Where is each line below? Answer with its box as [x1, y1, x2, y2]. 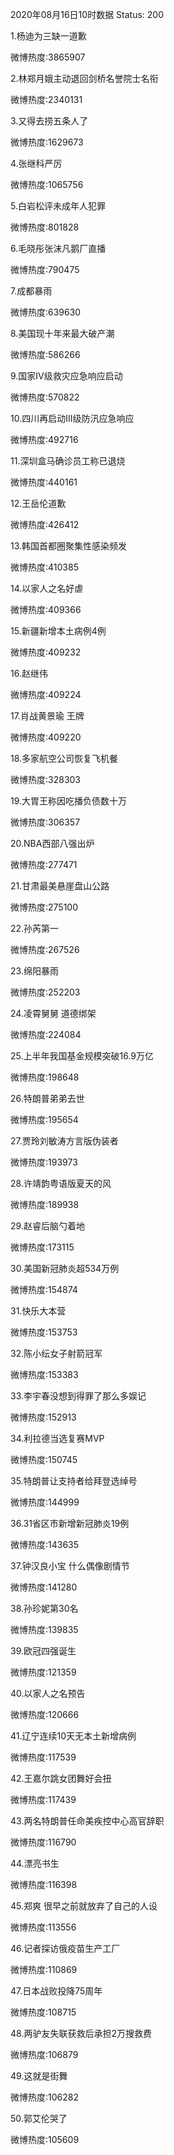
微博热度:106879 [10, 2049, 79, 2060]
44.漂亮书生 [10, 1858, 60, 1869]
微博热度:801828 [10, 221, 80, 233]
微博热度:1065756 [10, 179, 84, 190]
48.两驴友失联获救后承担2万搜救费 [10, 2028, 152, 2039]
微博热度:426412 [10, 519, 80, 530]
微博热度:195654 [10, 1114, 79, 1125]
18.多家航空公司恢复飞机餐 [10, 753, 119, 764]
